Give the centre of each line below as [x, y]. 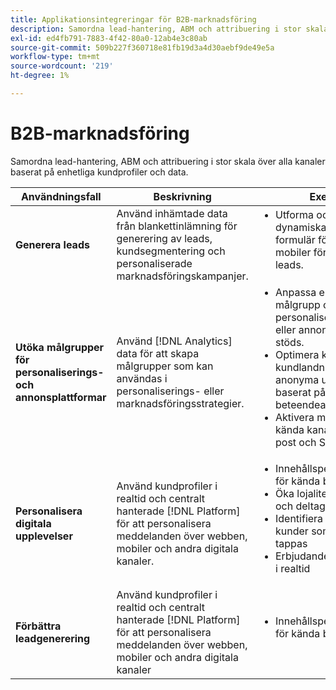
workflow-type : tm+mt [55, 57]
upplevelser [44, 536]
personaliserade [154, 263]
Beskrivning [182, 196]
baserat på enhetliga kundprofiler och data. [99, 172]
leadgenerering [53, 638]
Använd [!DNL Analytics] [174, 341]
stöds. [289, 342]
